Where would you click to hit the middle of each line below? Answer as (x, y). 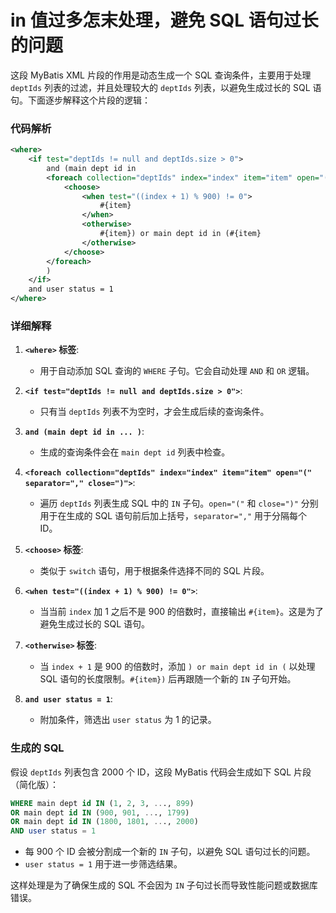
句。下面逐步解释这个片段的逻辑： (80, 100)
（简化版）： (34, 784)
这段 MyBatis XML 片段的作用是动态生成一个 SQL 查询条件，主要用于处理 (161, 75)
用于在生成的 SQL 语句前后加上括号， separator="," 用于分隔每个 (173, 516)
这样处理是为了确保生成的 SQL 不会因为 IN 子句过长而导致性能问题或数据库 (164, 885)
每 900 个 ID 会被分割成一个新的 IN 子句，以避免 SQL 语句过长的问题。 (170, 852)
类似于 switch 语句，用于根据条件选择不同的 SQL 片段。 (154, 571)
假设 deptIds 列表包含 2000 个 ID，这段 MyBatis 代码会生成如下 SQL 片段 (161, 772)
